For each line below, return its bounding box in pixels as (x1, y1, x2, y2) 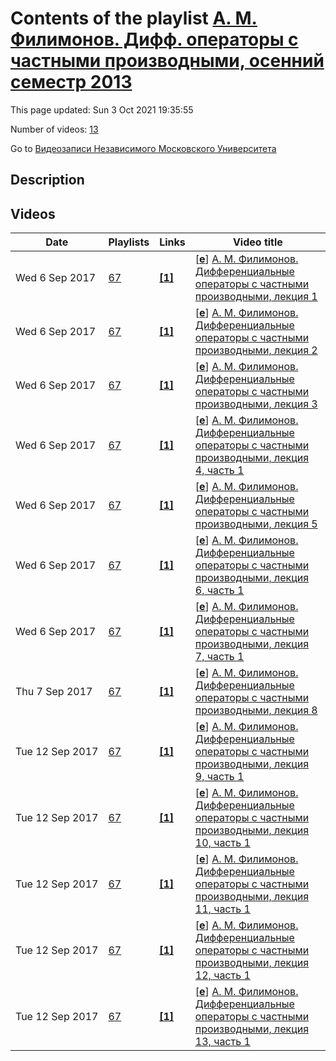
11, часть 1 (194, 902, 251, 916)
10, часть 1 (194, 836, 251, 850)
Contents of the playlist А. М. (10, 7, 258, 30)
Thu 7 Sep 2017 (15, 685, 93, 699)
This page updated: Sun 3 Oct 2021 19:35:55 (10, 103, 194, 116)
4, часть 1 (194, 463, 245, 477)
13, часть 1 (194, 1035, 251, 1049)
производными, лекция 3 (194, 397, 318, 411)
